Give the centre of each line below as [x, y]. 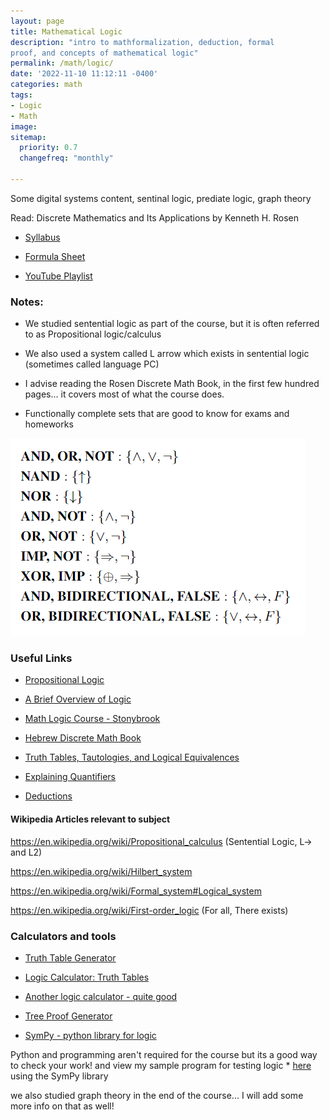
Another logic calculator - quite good [101, 996]
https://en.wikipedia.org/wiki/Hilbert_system [101, 871]
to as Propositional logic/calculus [93, 334]
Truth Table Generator [70, 957]
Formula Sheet [55, 256]
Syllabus [42, 237]
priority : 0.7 [48, 148]
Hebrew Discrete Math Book [83, 738]
